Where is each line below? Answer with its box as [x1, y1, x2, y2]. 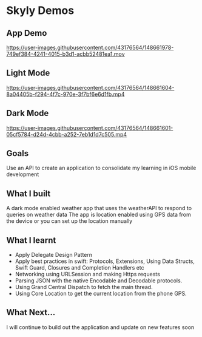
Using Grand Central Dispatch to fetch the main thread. [15, 284, 153, 291]
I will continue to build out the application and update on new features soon [6, 323, 195, 331]
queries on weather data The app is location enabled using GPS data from [6, 211, 191, 219]
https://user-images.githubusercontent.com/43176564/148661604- [6, 84, 175, 91]
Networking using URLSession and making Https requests [15, 271, 161, 278]
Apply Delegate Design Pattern [15, 251, 93, 259]
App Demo [6, 28, 47, 38]
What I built [6, 188, 51, 199]
